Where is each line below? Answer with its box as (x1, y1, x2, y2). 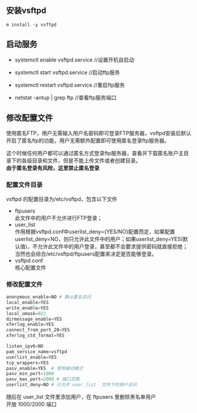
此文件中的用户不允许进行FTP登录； (14, 214, 103, 221)
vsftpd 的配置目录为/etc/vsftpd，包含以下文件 (6, 195, 118, 203)
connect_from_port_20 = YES (6, 327, 70, 333)
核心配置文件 (14, 264, 46, 271)
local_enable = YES (6, 299, 49, 305)
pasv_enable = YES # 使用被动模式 (6, 365, 83, 372)
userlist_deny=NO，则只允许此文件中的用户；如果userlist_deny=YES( (14, 235, 183, 242)
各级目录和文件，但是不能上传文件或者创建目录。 (21, 157, 141, 164)
